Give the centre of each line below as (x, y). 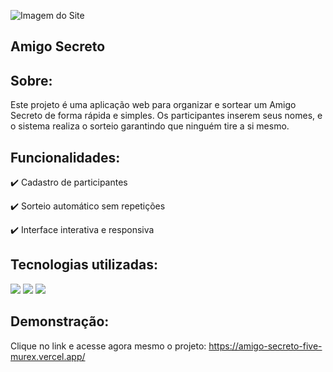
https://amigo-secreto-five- (265, 346)
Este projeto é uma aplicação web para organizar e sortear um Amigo (153, 105)
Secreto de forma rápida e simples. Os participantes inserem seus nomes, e (166, 116)
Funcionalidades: (65, 157)
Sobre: (31, 80)
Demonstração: (60, 321)
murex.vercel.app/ (48, 356)
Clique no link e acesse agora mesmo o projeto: (108, 346)
